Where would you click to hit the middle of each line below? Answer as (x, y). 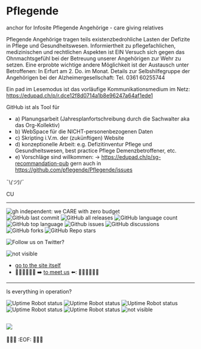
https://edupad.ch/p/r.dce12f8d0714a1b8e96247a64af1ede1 (80, 95)
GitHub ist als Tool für (33, 107)
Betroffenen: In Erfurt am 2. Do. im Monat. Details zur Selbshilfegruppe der (98, 71)
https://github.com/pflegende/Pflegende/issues (74, 170)
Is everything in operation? (39, 291)
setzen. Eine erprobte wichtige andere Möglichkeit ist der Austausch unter (98, 65)
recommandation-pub (42, 163)
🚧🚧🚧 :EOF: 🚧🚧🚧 (25, 339)
